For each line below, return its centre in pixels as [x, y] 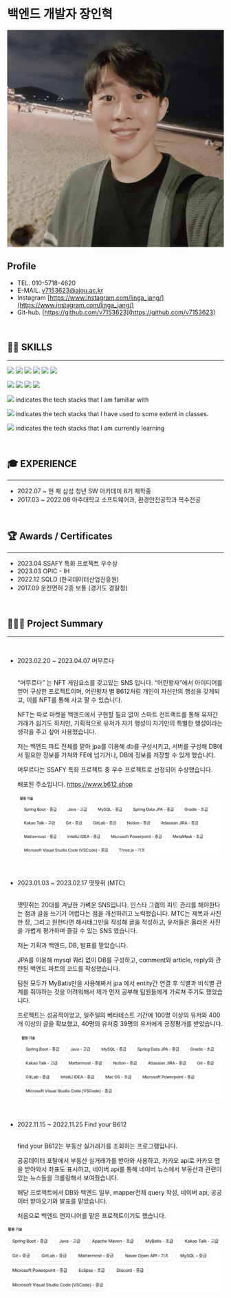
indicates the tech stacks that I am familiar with [82, 400]
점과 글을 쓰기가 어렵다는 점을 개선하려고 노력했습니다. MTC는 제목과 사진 [123, 913]
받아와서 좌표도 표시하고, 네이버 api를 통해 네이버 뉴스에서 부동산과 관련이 [123, 1169]
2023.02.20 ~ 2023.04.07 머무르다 [66, 661]
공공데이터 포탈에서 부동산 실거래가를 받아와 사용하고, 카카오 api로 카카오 [115, 1160]
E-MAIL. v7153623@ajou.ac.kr [60, 290]
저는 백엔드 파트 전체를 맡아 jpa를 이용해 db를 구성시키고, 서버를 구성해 [112, 746]
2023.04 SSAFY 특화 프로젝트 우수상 [67, 564]
